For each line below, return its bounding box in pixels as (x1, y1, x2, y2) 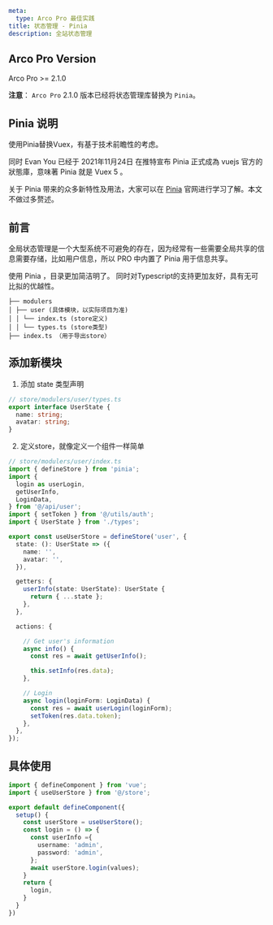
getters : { (15, 577, 53, 586)
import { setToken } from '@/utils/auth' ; (8, 510, 154, 519)
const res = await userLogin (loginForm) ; (29, 704, 173, 712)
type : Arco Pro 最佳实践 (15, 14, 95, 23)
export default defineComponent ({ (8, 803, 126, 811)
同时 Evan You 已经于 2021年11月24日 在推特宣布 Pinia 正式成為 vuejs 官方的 (8, 157, 263, 167)
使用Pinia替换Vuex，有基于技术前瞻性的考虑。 (8, 140, 163, 150)
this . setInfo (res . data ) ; (29, 667, 115, 675)
